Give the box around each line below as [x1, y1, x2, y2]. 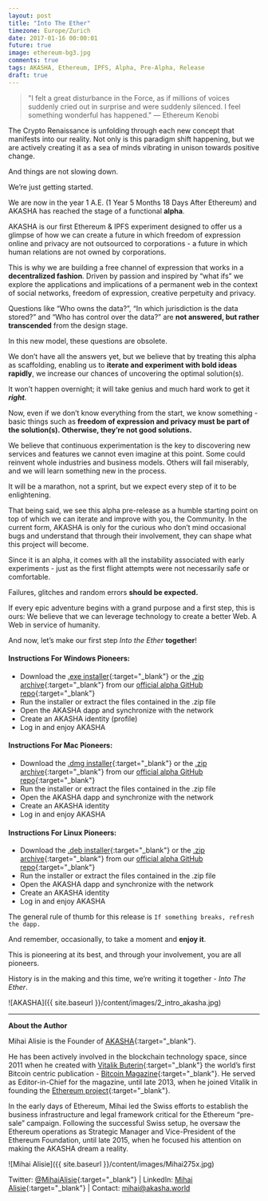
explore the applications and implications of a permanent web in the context [8, 279, 258, 289]
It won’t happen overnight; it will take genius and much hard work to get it [8, 384, 250, 393]
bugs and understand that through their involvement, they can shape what [8, 531, 252, 541]
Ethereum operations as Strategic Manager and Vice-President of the [8, 1127, 236, 1136]
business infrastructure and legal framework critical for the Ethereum [8, 1110, 235, 1119]
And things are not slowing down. [8, 166, 119, 176]
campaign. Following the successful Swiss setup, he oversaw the [26, 1119, 241, 1128]
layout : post [8, 11, 52, 20]
